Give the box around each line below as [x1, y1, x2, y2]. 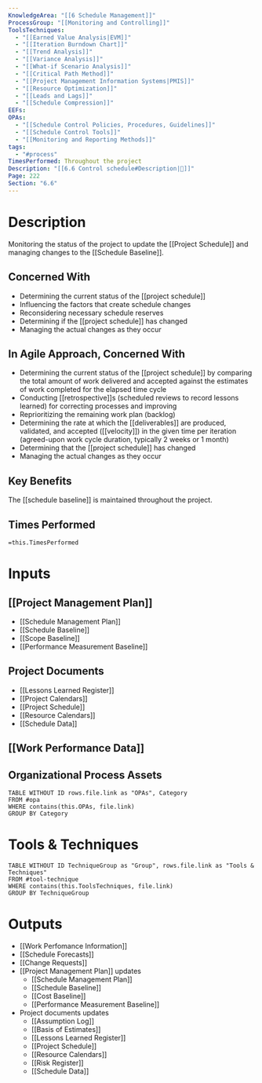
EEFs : [8, 107, 26, 115]
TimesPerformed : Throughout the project [8, 158, 143, 166]
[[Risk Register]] [31, 1058, 84, 1067]
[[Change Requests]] [19, 957, 88, 967]
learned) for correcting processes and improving [19, 401, 177, 411]
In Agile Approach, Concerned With [8, 347, 186, 360]
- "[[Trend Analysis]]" [15, 48, 93, 56]
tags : [8, 143, 26, 151]
